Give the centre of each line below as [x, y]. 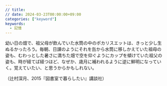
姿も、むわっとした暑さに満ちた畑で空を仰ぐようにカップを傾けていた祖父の [84, 56]
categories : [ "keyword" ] [31, 19]
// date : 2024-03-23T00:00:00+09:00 [43, 14]
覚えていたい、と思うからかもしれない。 [55, 68]
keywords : [15, 24]
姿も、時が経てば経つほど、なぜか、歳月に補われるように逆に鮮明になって [81, 62]
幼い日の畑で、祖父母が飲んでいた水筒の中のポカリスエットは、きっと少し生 [83, 43]
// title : [15, 10]
